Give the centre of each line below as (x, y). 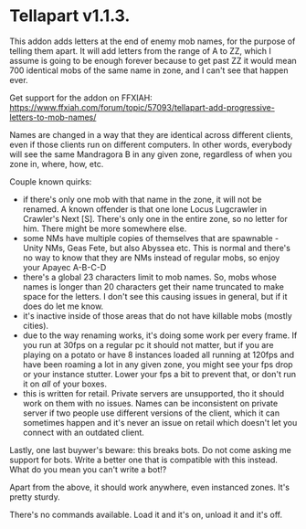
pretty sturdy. (35, 497)
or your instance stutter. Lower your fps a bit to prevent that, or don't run (159, 374)
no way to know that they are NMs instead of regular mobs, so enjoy (151, 258)
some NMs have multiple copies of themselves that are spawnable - (151, 238)
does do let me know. (63, 306)
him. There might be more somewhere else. (105, 228)
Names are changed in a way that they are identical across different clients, (152, 134)
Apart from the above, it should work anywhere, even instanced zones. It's (150, 487)
